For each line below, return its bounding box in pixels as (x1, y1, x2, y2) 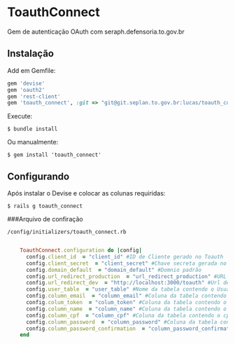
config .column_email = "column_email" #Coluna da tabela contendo (25, 292, 227, 300)
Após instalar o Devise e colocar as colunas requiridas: (7, 189, 166, 198)
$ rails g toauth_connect (7, 202, 83, 210)
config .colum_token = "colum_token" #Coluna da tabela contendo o (25, 299, 227, 306)
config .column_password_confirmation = (25, 325, 145, 332)
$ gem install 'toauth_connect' (7, 151, 101, 158)
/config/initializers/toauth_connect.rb (7, 228, 127, 235)
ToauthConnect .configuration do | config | (20, 247, 142, 254)
